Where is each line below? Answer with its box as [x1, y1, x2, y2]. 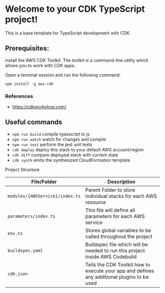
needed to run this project [85, 247, 145, 254]
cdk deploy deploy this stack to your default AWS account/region [12, 146, 144, 152]
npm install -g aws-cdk [5, 81, 54, 86]
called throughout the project [85, 233, 153, 240]
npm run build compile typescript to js [12, 131, 90, 137]
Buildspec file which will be [85, 241, 148, 248]
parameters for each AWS [85, 213, 145, 220]
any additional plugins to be [85, 273, 149, 280]
